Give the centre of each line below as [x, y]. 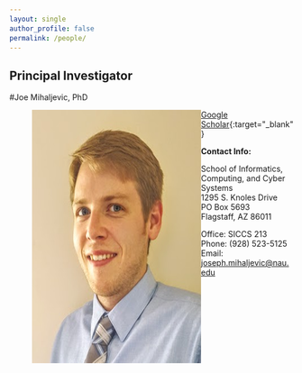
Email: [212, 253]
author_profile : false [52, 28]
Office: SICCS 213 [234, 234]
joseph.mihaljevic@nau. [245, 263]
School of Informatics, [243, 169]
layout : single [38, 19]
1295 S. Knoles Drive [239, 197]
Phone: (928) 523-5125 [244, 244]
